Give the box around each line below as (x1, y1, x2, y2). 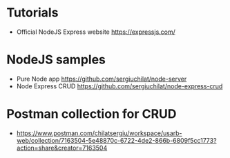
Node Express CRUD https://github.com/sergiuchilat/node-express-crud (16, 81, 223, 90)
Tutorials (6, 5, 59, 21)
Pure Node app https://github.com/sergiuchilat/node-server (16, 75, 187, 83)
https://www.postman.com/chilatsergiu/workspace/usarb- (16, 129, 182, 137)
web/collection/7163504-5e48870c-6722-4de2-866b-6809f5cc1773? (16, 136, 217, 144)
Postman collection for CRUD (6, 106, 177, 122)
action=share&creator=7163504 (16, 144, 108, 152)
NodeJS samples (6, 52, 106, 68)
